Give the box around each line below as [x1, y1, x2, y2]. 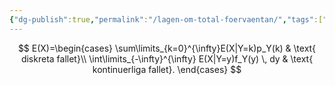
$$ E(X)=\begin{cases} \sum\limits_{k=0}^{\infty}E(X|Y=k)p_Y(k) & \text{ [17, 42, 317, 54]
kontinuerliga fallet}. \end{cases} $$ [92, 63, 242, 75]
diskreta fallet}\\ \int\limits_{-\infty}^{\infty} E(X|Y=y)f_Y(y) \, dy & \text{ [20, 52, 314, 65]
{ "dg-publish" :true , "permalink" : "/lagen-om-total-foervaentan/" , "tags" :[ [9, 14, 324, 25]
